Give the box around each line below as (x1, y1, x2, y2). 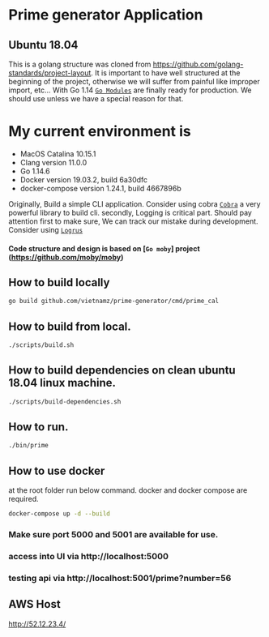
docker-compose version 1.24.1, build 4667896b (19, 183, 181, 193)
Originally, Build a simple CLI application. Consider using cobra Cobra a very (8, 199, 261, 208)
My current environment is (8, 122, 192, 141)
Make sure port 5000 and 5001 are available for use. (8, 528, 219, 540)
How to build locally (8, 276, 110, 289)
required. (8, 494, 39, 504)
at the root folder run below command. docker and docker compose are (8, 485, 248, 495)
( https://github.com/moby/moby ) (8, 252, 124, 262)
